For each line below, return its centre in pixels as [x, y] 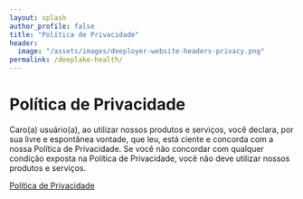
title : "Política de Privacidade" [75, 34]
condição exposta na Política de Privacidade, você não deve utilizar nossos [150, 158]
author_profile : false [52, 26]
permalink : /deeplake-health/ [66, 60]
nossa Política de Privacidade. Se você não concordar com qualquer [137, 148]
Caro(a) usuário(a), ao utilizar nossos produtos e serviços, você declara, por [151, 129]
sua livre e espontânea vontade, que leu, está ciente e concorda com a [142, 139]
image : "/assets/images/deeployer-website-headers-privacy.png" [141, 52]
